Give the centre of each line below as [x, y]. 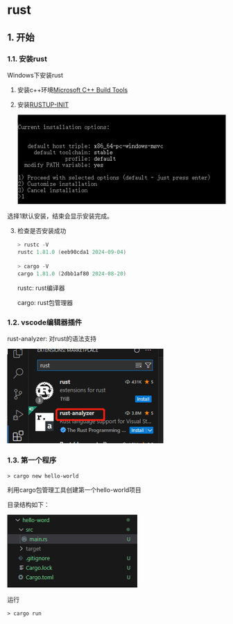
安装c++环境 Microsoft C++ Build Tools [72, 89]
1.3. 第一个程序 [32, 460]
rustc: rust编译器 [41, 288]
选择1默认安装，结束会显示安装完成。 [60, 216]
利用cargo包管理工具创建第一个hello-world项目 [75, 489]
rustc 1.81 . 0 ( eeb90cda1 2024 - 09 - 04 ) [72, 252]
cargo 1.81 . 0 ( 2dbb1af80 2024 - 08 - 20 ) [72, 274]
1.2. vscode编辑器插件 [45, 322]
